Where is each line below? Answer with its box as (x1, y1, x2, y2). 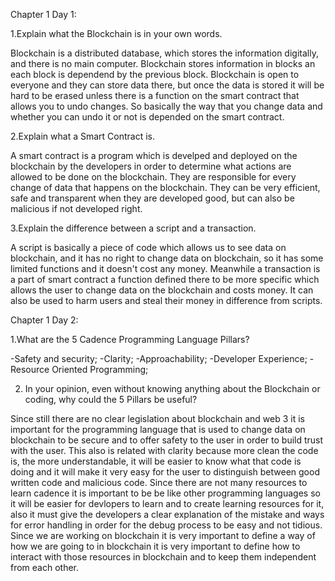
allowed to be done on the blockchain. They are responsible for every (10, 171, 297, 183)
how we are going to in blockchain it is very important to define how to (10, 540, 301, 552)
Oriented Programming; (51, 364, 149, 375)
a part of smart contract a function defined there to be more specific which (10, 274, 320, 285)
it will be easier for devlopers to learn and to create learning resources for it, (10, 498, 325, 509)
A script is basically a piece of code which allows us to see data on (10, 242, 287, 253)
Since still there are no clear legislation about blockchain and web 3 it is (10, 413, 305, 424)
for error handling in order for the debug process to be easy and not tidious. (10, 519, 323, 531)
